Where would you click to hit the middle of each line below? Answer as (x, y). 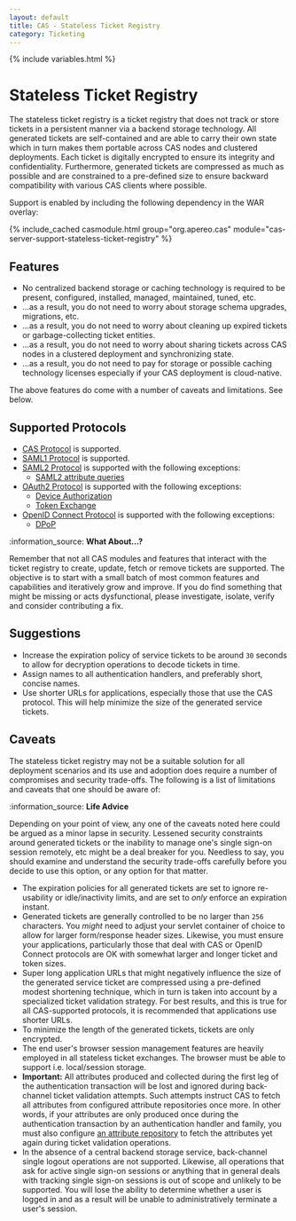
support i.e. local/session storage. (84, 1067)
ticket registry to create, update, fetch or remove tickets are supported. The (147, 568)
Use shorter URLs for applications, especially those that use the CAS (147, 692)
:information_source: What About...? (76, 541)
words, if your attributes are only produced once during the (130, 1114)
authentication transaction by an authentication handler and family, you (152, 1123)
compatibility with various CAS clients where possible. (108, 185)
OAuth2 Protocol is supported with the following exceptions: (132, 486)
